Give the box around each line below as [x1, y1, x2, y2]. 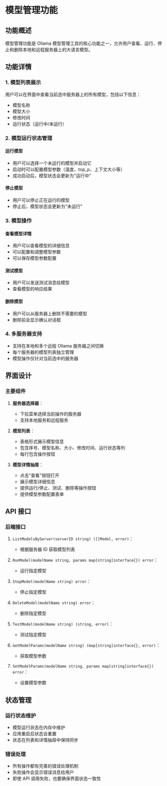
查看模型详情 [5, 230, 31, 236]
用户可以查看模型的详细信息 [12, 243, 70, 249]
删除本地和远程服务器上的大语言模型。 [13, 47, 93, 53]
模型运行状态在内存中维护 [12, 724, 65, 730]
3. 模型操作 [5, 217, 32, 224]
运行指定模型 [19, 568, 46, 574]
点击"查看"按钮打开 [19, 472, 59, 478]
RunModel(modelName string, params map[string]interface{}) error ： [12, 557, 158, 563]
